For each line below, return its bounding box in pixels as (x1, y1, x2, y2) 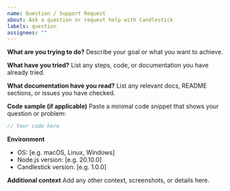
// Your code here (7, 123, 60, 130)
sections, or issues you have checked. (7, 89, 115, 97)
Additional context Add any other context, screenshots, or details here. (7, 176, 210, 185)
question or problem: (7, 110, 67, 118)
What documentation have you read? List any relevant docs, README (7, 81, 207, 90)
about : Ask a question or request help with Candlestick (7, 16, 174, 23)
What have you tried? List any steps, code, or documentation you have (7, 61, 209, 69)
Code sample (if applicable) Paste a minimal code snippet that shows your (7, 102, 219, 110)
